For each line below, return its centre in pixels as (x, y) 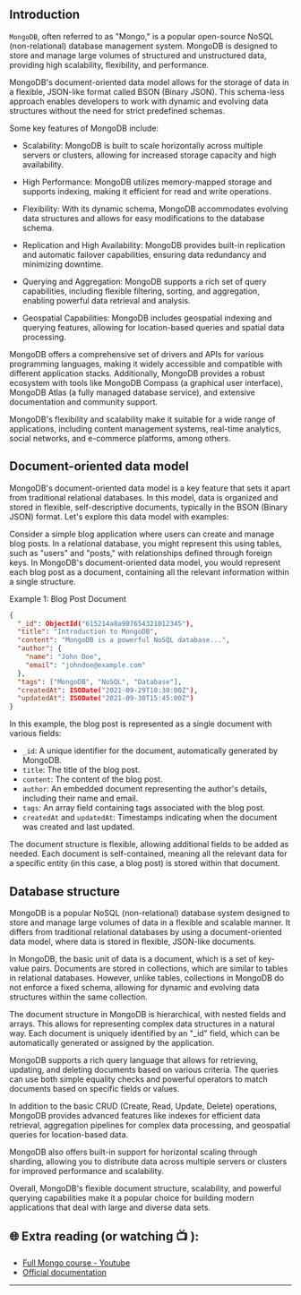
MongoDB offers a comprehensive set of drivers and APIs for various (137, 354)
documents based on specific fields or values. (95, 1088)
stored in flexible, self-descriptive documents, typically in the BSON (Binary (149, 507)
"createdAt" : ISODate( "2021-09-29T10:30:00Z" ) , (108, 690)
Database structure (64, 892)
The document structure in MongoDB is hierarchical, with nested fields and (148, 1014)
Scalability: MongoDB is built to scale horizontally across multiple (142, 145)
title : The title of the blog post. (81, 770)
